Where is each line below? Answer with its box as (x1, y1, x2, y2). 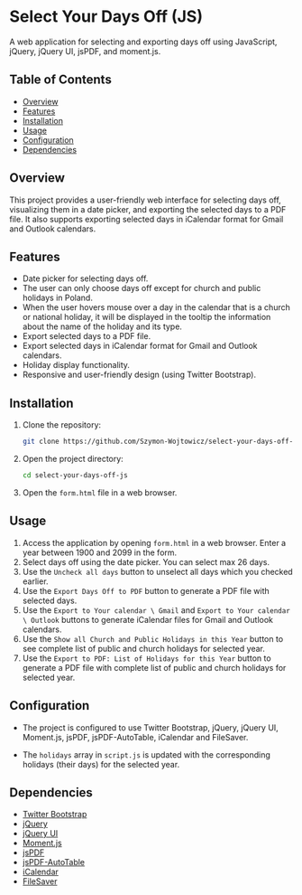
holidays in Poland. (22, 292, 93, 304)
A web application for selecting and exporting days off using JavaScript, (9, 36, 278, 47)
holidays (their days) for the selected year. (22, 758, 180, 769)
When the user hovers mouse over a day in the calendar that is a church (22, 302, 290, 313)
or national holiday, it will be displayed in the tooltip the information (22, 312, 271, 323)
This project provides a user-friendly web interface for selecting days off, (9, 194, 281, 205)
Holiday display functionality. (22, 360, 131, 371)
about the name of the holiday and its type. (22, 321, 183, 332)
